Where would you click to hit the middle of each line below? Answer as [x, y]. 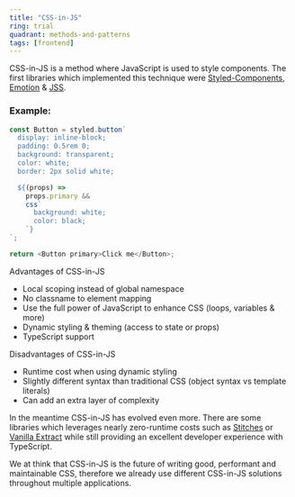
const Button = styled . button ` [68, 130]
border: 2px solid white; [66, 171]
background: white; [69, 212]
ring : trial [31, 26]
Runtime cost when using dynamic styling [99, 371]
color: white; [44, 163]
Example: [30, 111]
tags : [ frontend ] [42, 43]
